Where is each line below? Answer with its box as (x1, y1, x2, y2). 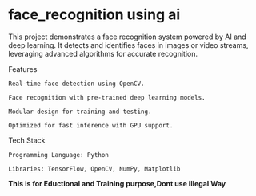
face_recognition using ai (8, 6, 181, 24)
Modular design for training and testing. (8, 108, 152, 116)
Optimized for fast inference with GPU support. (8, 121, 174, 129)
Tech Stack (8, 135, 46, 145)
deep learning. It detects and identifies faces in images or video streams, (8, 40, 249, 49)
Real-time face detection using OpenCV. (8, 80, 146, 88)
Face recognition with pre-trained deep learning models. (8, 93, 206, 101)
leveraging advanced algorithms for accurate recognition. (8, 49, 198, 58)
